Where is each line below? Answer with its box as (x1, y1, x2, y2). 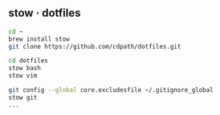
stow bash (8, 64, 42, 73)
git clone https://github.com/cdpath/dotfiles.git (8, 42, 181, 50)
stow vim (8, 72, 38, 80)
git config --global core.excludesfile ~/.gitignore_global (8, 86, 214, 94)
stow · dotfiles (8, 6, 81, 20)
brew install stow (8, 35, 70, 43)
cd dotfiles (8, 57, 48, 65)
